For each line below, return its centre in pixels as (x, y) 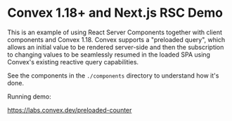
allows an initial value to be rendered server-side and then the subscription (116, 47)
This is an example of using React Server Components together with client (115, 32)
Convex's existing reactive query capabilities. (73, 62)
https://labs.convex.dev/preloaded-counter (70, 110)
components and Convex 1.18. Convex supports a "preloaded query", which (116, 39)
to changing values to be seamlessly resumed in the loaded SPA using (109, 55)
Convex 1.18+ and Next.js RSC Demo (115, 13)
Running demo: (29, 97)
